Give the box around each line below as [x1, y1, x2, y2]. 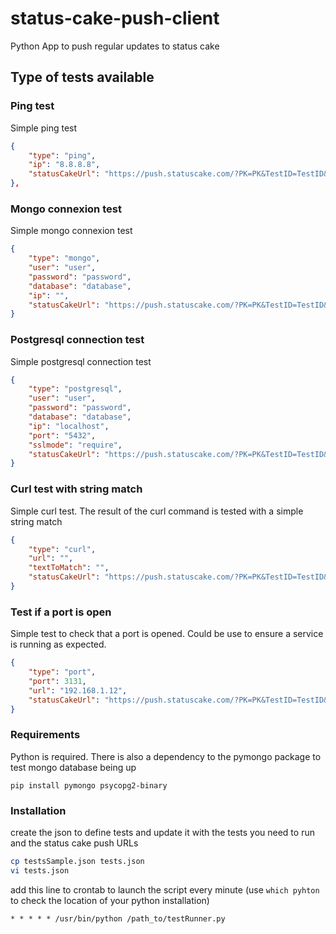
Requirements [10, 728, 81, 742]
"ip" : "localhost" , [28, 421, 110, 431]
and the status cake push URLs [10, 837, 139, 849]
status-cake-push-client [10, 7, 220, 30]
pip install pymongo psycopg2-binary [10, 780, 168, 791]
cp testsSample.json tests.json [10, 857, 145, 867]
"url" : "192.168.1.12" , [28, 685, 128, 696]
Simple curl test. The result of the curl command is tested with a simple [10, 505, 304, 517]
